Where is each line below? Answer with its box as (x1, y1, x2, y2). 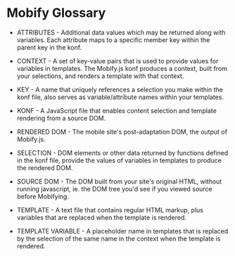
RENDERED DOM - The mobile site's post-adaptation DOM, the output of (16, 127, 228, 136)
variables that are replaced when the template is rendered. (16, 213, 187, 222)
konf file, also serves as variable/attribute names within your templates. (16, 93, 224, 101)
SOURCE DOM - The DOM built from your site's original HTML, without (16, 177, 222, 186)
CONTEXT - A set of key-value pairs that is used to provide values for (16, 56, 219, 65)
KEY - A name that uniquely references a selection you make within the (16, 85, 223, 94)
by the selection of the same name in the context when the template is (16, 234, 221, 243)
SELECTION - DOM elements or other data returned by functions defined (16, 148, 229, 157)
